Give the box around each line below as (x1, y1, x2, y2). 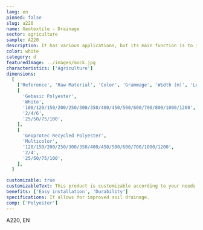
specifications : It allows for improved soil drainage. (6, 194, 150, 200)
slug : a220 (6, 20, 34, 26)
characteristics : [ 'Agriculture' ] (6, 65, 94, 71)
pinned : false (6, 15, 42, 21)
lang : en (6, 8, 28, 15)
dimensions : (6, 71, 36, 77)
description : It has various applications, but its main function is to (6, 43, 193, 49)
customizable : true (6, 177, 56, 183)
